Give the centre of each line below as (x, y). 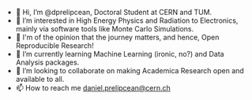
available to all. (40, 79)
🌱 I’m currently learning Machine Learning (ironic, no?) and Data (120, 54)
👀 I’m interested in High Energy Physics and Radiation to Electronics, (127, 20)
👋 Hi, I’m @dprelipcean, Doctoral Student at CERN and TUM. (114, 12)
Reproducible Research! (55, 46)
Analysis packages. (47, 62)
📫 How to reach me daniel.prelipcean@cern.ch (93, 88)
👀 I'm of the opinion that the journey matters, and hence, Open (117, 37)
